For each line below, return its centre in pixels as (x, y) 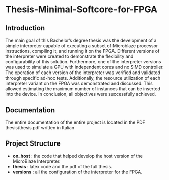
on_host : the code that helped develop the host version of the (77, 156)
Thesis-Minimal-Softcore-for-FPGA (81, 9)
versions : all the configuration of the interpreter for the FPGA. (77, 172)
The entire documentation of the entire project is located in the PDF (75, 122)
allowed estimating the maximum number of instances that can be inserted (83, 89)
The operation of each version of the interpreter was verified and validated (83, 73)
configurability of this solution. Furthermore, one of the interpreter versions (83, 62)
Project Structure (33, 144)
